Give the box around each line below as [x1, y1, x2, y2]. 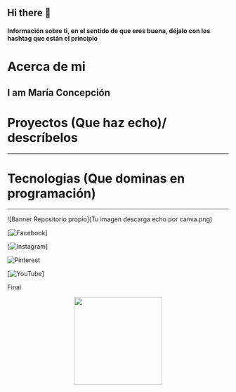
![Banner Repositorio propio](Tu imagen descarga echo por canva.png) [7, 215, 213, 223]
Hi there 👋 [7, 7, 51, 19]
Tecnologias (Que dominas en [7, 170, 185, 186]
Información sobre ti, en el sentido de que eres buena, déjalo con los [7, 26, 211, 35]
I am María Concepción [7, 86, 111, 98]
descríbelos [7, 129, 79, 145]
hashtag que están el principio [7, 34, 98, 42]
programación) [7, 185, 96, 201]
